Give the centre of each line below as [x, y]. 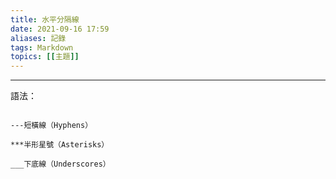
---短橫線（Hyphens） [51, 126]
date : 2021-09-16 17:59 [60, 29]
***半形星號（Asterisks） [60, 145]
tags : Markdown [42, 47]
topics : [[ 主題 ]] [45, 57]
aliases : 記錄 [38, 38]
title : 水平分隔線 [45, 19]
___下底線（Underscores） [60, 164]
